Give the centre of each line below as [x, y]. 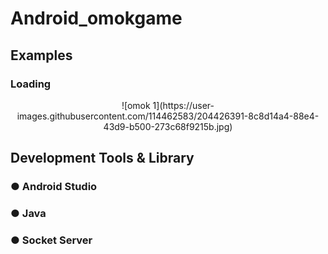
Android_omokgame [96, 18]
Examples [41, 55]
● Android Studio [54, 187]
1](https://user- [183, 105]
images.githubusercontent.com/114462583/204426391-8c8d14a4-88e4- [168, 116]
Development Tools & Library [102, 158]
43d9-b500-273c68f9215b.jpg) [168, 126]
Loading [31, 84]
